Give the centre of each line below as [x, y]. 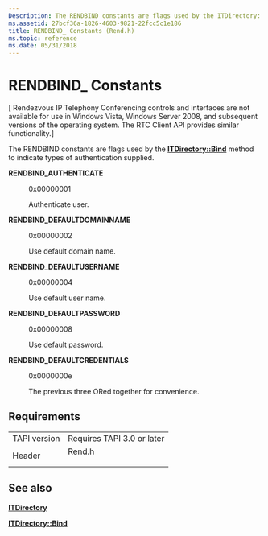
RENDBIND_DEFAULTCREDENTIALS [68, 361]
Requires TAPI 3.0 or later [116, 438]
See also [30, 488]
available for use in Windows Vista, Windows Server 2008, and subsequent [133, 117]
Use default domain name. [72, 251]
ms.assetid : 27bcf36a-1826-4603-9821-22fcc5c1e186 [95, 23]
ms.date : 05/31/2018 [43, 46]
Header [27, 456]
